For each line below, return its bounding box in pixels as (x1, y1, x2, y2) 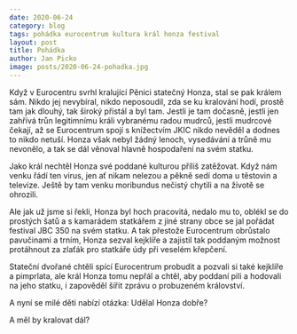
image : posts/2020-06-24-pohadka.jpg (9, 63, 149, 72)
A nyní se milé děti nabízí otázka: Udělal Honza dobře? (9, 297, 208, 307)
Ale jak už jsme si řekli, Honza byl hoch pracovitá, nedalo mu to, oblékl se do (9, 206, 289, 217)
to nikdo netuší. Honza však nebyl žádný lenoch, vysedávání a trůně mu (9, 134, 272, 145)
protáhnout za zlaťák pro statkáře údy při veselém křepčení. (9, 243, 228, 254)
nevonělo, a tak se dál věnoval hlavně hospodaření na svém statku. (9, 143, 254, 154)
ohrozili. (9, 188, 38, 200)
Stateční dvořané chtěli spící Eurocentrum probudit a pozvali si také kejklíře (9, 261, 284, 272)
